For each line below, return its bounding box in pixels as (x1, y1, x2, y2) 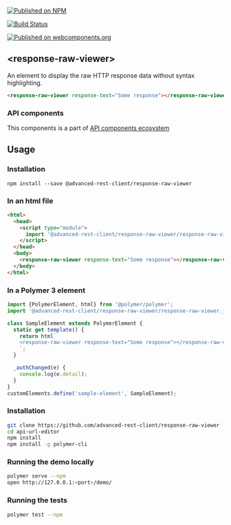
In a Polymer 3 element (7, 286, 86, 295)
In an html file (7, 196, 54, 206)
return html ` (19, 332, 57, 340)
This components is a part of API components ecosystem (7, 124, 170, 132)
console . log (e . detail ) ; (19, 370, 88, 378)
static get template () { (13, 326, 85, 333)
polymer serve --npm (7, 473, 67, 480)
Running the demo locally (7, 458, 94, 467)
